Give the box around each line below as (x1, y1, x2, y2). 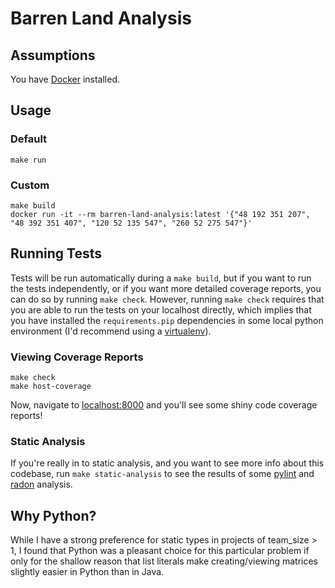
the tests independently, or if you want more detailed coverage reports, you (10, 282, 322, 294)
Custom (10, 178, 50, 192)
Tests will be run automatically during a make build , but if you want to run (10, 272, 312, 284)
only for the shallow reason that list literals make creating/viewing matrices (10, 555, 318, 567)
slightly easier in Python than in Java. (10, 566, 165, 578)
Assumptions (10, 47, 96, 64)
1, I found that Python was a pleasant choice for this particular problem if (10, 545, 310, 557)
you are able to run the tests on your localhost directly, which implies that (10, 303, 312, 316)
